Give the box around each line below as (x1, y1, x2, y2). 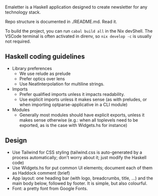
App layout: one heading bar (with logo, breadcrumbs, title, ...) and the (12, 175, 153, 181)
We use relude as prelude (19, 71, 71, 76)
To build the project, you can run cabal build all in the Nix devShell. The (5, 28, 153, 34)
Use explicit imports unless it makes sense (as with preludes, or (19, 96, 147, 102)
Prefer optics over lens (19, 75, 65, 82)
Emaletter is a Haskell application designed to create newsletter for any (5, 4, 147, 10)
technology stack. (5, 9, 41, 15)
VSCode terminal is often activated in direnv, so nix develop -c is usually (5, 34, 152, 39)
